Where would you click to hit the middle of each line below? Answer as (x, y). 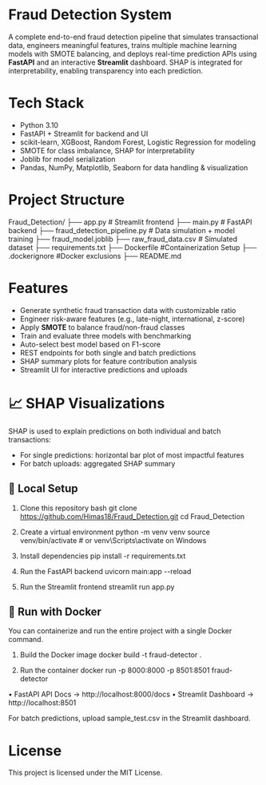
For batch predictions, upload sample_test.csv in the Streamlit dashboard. (129, 718)
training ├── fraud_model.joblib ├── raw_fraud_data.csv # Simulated (123, 239)
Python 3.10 (39, 125)
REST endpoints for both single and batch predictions (108, 352)
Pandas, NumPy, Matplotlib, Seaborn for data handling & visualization (134, 167)
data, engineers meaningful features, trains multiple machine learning (123, 45)
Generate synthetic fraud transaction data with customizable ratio (128, 310)
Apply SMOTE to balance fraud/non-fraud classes (102, 327)
